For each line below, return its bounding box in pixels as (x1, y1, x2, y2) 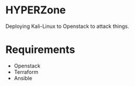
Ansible (13, 74, 33, 81)
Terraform (13, 68, 39, 76)
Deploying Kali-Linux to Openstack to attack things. (5, 23, 130, 30)
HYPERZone (5, 3, 66, 17)
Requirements (5, 43, 75, 56)
